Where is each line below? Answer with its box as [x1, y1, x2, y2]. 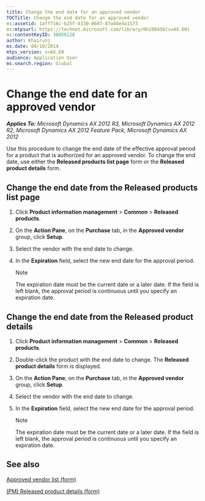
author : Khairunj [6, 37, 51, 44]
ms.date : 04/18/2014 [6, 44, 59, 50]
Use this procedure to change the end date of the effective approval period [6, 145, 196, 152]
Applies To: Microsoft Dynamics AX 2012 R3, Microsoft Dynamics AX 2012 [6, 120, 195, 128]
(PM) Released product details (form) [6, 487, 100, 495]
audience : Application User [6, 55, 78, 61]
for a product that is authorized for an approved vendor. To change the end [6, 152, 196, 159]
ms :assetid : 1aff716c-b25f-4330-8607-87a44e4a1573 [6, 20, 138, 26]
